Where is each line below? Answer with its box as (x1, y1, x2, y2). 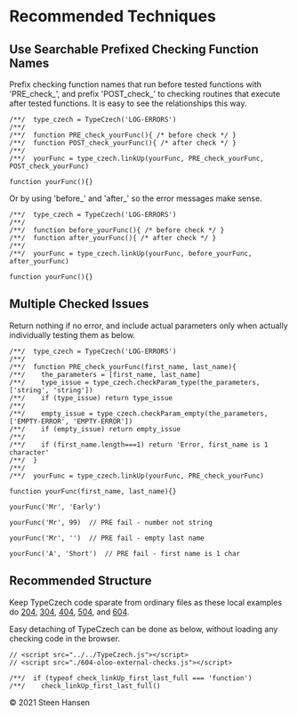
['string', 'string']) (9, 385, 93, 395)
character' (9, 447, 50, 457)
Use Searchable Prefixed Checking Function (9, 42, 260, 57)
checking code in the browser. (9, 633, 121, 644)
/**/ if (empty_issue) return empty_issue (9, 424, 181, 433)
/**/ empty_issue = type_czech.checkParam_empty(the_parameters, (9, 409, 269, 418)
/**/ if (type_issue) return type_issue (9, 393, 173, 402)
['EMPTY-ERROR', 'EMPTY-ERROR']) (9, 416, 133, 426)
